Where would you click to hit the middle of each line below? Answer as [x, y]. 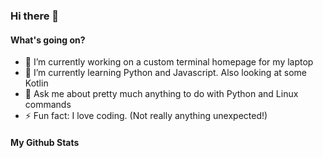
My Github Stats [45, 142]
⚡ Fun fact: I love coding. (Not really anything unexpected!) [146, 116]
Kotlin [36, 83]
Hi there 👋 [35, 16]
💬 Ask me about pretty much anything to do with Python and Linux [161, 94]
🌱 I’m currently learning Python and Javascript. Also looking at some [165, 73]
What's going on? [48, 40]
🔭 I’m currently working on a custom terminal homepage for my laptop [169, 62]
